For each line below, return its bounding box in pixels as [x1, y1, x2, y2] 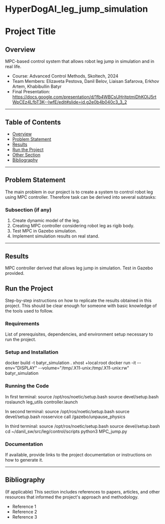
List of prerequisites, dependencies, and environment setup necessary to [5, 331, 153, 337]
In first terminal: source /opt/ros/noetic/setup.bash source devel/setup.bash [5, 393, 159, 399]
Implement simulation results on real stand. [12, 233, 100, 239]
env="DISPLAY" [5, 365, 37, 371]
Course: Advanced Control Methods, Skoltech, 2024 [12, 73, 119, 79]
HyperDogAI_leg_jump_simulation [5, 3, 148, 15]
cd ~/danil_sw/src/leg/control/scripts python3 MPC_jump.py [5, 428, 128, 434]
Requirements [5, 320, 40, 327]
